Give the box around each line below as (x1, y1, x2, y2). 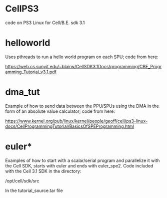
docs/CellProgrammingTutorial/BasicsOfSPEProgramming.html (5, 123, 134, 129)
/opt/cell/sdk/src (5, 177, 39, 183)
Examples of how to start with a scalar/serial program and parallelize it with (5, 157, 160, 163)
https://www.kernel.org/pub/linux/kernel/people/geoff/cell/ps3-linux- (5, 118, 148, 124)
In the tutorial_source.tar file (5, 187, 63, 193)
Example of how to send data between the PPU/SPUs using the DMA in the (5, 103, 159, 109)
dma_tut (5, 86, 40, 98)
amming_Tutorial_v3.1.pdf (5, 69, 56, 75)
